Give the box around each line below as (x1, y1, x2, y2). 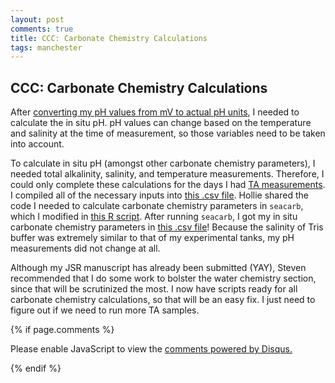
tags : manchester (10, 42, 83, 53)
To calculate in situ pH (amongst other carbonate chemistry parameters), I (10, 157, 316, 170)
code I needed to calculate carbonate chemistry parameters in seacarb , (10, 200, 304, 212)
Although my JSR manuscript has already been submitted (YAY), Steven (10, 262, 307, 274)
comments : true (10, 24, 74, 34)
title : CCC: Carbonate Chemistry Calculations (10, 33, 208, 43)
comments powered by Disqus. (164, 343, 293, 355)
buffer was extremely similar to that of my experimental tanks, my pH (10, 232, 295, 244)
